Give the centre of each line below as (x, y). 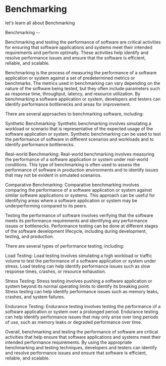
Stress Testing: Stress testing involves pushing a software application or (79, 281)
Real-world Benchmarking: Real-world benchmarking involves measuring (80, 154)
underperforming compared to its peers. (46, 206)
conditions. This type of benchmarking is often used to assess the (73, 164)
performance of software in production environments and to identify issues (82, 170)
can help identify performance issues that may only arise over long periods (82, 317)
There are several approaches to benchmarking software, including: (74, 114)
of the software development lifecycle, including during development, (76, 231)
